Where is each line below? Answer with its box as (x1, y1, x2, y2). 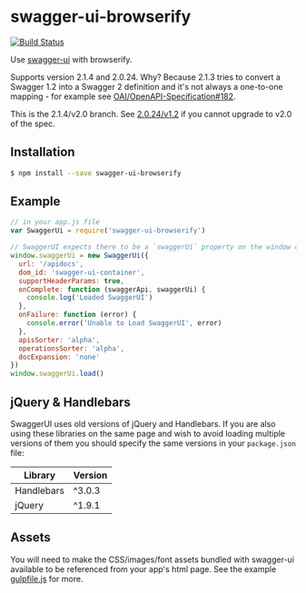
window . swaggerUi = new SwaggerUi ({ (10, 252, 149, 261)
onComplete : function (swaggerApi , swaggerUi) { (18, 284, 206, 294)
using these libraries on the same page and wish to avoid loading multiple (10, 429, 285, 439)
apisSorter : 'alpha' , (18, 335, 101, 344)
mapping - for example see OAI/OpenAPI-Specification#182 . (10, 91, 236, 102)
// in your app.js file (10, 218, 101, 227)
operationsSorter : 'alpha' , (18, 343, 125, 353)
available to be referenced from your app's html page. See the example (10, 563, 277, 574)
